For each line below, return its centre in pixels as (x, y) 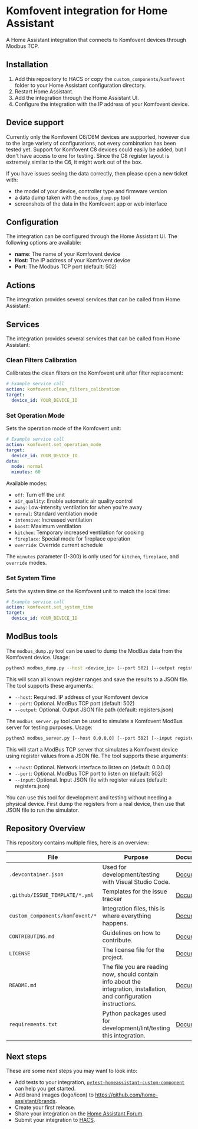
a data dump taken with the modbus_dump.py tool (72, 197)
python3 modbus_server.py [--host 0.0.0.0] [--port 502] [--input (89, 738)
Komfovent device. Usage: (38, 657)
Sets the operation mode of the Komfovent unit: (64, 428)
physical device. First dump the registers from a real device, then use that (95, 803)
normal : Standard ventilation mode (56, 514)
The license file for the (133, 950)
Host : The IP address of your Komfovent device (72, 261)
